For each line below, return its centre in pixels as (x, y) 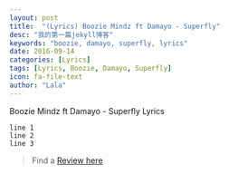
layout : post (34, 18)
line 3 (22, 143)
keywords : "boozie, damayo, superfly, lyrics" (99, 43)
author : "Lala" (38, 85)
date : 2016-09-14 (42, 52)
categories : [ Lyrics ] (50, 60)
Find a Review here (67, 160)
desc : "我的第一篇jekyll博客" (62, 34)
